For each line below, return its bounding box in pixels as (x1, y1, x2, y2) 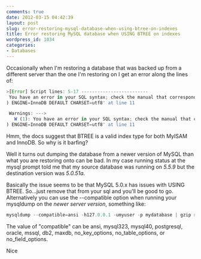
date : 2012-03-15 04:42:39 (6, 14, 74, 20)
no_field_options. (6, 235, 48, 243)
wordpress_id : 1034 (6, 37, 55, 43)
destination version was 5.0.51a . (6, 170, 86, 177)
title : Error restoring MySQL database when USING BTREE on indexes (6, 31, 181, 37)
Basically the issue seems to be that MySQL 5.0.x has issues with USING (6, 181, 185, 188)
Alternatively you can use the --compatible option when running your (6, 194, 177, 201)
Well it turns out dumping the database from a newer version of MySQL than (6, 150, 194, 158)
